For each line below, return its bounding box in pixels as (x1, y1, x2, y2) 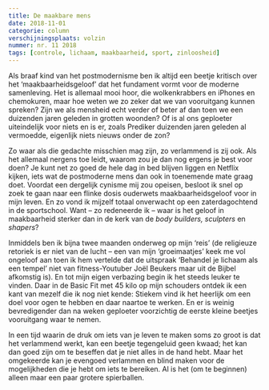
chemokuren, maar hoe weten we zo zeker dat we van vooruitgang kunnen (8, 97, 255, 106)
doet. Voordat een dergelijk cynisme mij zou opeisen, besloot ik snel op (8, 180, 243, 189)
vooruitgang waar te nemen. (8, 315, 102, 324)
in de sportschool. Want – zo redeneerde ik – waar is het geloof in (8, 206, 224, 215)
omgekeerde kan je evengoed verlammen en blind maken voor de (8, 356, 225, 365)
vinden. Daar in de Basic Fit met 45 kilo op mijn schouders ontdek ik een (8, 281, 247, 290)
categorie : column (8, 26, 70, 34)
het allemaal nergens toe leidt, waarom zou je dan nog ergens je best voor (8, 155, 253, 164)
